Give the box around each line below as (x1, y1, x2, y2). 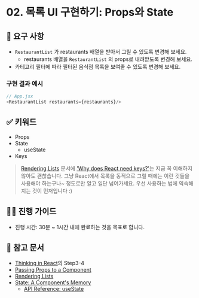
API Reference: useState (23, 285, 84, 293)
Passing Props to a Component (14, 266, 91, 273)
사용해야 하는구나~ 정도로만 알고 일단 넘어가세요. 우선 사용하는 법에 (20, 180, 178, 187)
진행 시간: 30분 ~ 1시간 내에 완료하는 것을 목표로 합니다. (14, 223, 145, 230)
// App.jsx (6, 93, 33, 99)
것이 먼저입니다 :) (32, 187, 73, 194)
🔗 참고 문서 (6, 243, 45, 253)
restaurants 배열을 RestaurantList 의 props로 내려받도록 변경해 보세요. (23, 56, 193, 63)
